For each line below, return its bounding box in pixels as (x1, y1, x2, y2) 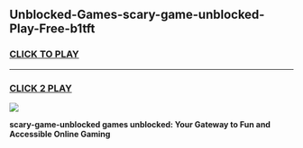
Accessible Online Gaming (9, 128, 111, 139)
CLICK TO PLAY (9, 48, 79, 61)
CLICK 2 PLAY (9, 82, 72, 94)
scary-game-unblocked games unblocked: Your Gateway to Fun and (9, 118, 271, 129)
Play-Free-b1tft (9, 22, 96, 37)
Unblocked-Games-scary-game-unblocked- (9, 7, 265, 22)
